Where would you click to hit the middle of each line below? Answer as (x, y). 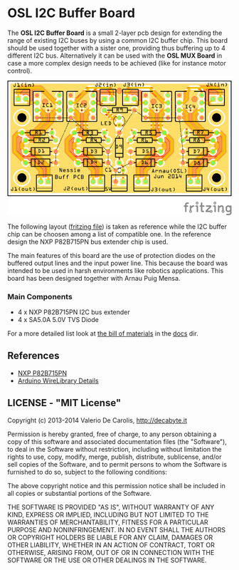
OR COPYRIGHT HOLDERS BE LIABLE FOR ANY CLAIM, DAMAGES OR (110, 537)
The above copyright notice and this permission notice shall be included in (116, 485)
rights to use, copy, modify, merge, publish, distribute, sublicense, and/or (115, 457)
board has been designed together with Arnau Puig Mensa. (94, 278)
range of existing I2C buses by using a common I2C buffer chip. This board (118, 40)
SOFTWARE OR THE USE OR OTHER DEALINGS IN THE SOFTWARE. (107, 560)
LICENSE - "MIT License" (64, 403)
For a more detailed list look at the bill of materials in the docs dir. (103, 333)
